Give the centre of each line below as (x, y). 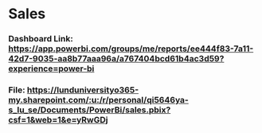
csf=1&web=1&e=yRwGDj (59, 120)
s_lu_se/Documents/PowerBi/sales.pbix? (90, 110)
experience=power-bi (51, 68)
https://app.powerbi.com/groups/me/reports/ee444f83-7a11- (131, 49)
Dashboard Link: (41, 39)
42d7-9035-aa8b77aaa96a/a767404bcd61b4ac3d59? (116, 59)
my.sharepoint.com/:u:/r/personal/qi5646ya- (98, 100)
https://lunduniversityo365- (83, 90)
